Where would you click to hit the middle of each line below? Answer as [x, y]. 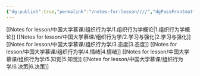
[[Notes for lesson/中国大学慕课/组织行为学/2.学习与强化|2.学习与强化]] [104, 37]
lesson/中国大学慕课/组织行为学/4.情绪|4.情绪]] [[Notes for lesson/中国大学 [98, 52]
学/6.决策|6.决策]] [28, 66]
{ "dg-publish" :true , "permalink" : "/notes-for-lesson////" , [79, 12]
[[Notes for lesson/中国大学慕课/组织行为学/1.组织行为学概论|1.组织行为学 [96, 29]
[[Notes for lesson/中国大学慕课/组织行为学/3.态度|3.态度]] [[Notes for [92, 44]
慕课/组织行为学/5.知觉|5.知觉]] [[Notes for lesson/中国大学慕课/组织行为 [95, 59]
